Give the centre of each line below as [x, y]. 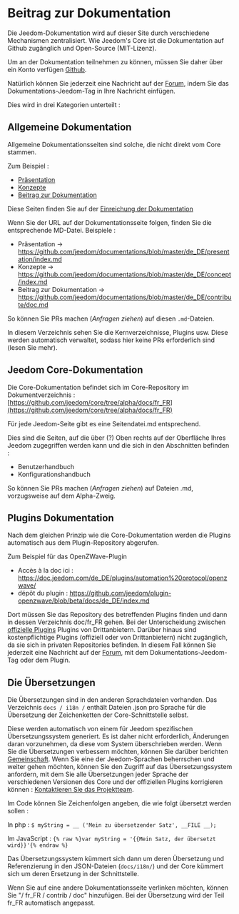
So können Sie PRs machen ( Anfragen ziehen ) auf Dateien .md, [101, 488]
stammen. [22, 152]
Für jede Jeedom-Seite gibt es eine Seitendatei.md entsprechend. [104, 423]
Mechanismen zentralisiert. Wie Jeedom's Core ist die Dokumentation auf [116, 40]
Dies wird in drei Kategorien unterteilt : [64, 104]
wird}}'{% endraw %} [38, 845]
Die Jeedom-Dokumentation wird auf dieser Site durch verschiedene [108, 33]
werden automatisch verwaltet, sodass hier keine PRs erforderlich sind [111, 340]
